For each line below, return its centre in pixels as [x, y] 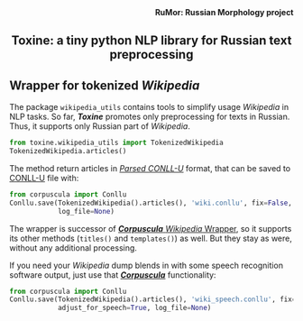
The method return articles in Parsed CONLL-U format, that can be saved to [150, 168]
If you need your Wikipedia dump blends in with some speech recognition [147, 265]
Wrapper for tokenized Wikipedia [105, 85]
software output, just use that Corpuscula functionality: [113, 275]
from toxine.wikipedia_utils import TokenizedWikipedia [116, 143]
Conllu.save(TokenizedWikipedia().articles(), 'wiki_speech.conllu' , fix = [153, 299]
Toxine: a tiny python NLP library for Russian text [151, 41]
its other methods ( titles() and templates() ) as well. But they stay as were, [151, 238]
